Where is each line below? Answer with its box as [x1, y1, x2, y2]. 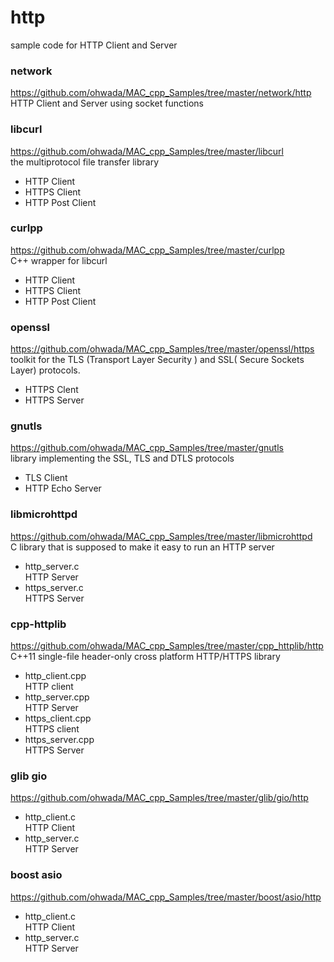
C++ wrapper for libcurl [10, 254, 108, 266]
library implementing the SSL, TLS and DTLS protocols [10, 452, 235, 465]
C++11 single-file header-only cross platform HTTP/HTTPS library [10, 651, 281, 663]
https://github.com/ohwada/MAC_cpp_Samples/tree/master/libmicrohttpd [10, 530, 313, 542]
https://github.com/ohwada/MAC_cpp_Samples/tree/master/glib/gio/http [10, 792, 309, 804]
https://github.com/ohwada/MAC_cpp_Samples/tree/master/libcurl [10, 145, 284, 157]
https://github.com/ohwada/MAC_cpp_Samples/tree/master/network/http [10, 87, 312, 99]
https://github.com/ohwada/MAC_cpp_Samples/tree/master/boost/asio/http [10, 891, 322, 903]
